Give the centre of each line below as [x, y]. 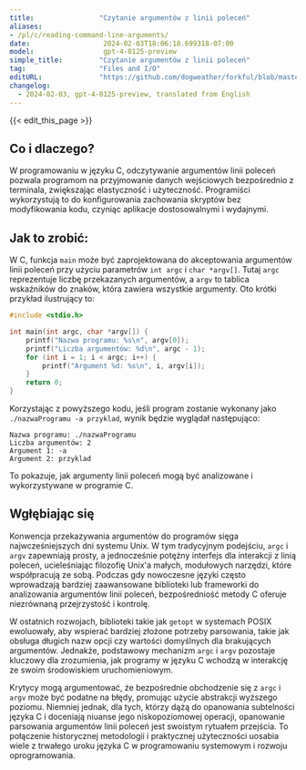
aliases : [26, 26]
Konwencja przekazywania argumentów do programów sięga [124, 536]
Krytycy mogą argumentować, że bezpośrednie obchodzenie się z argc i [145, 687]
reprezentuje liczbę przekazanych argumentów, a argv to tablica [130, 280]
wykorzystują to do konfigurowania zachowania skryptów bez [125, 200]
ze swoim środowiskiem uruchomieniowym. [92, 670]
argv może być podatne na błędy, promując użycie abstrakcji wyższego [143, 697]
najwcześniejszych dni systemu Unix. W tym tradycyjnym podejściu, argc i [149, 545]
